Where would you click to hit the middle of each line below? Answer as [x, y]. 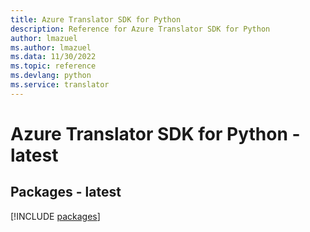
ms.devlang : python [51, 76]
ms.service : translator [60, 85]
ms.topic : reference [53, 66]
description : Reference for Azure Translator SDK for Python [140, 29]
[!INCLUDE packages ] [55, 216]
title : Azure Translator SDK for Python [96, 19]
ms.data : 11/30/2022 [53, 57]
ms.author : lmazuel [51, 47]
